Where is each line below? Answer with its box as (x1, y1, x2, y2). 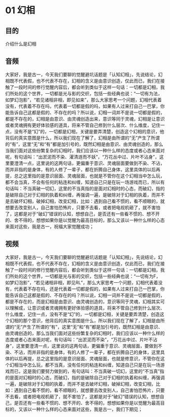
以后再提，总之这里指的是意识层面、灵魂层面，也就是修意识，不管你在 (14, 355, 160, 361)
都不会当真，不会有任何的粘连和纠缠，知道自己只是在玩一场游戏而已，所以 (5, 179, 160, 185)
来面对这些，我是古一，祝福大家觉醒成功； (5, 223, 94, 230)
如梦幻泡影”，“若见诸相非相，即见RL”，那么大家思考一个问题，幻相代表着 (5, 279, 158, 285)
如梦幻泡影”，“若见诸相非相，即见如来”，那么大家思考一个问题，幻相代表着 (5, 97, 162, 103)
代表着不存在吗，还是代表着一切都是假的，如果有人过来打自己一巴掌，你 (14, 286, 165, 292)
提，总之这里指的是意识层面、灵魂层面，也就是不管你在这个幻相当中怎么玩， (5, 173, 165, 179)
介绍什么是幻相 (5, 41, 36, 47)
